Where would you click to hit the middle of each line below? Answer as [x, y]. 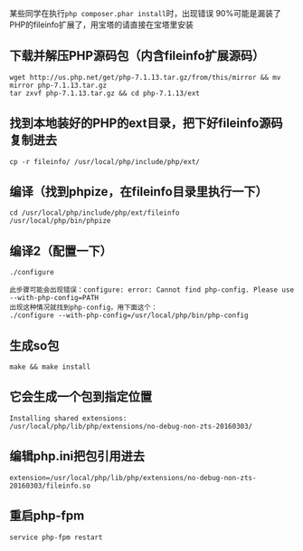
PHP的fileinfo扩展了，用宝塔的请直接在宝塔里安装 [102, 24]
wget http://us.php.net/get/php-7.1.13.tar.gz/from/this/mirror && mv [145, 77]
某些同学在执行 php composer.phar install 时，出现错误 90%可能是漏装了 [146, 13]
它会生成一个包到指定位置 [80, 397]
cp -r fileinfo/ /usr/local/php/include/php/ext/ [105, 161]
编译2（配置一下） [61, 251]
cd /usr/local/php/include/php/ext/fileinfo [95, 213]
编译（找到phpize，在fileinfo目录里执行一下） [139, 192]
